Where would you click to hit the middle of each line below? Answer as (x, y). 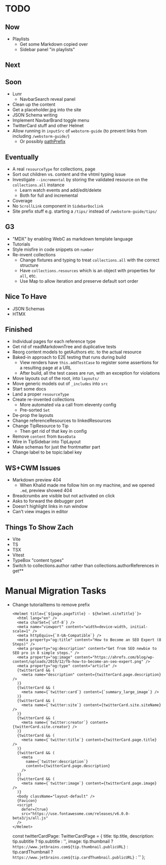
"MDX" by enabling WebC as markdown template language (72, 238)
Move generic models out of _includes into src (60, 384)
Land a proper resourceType (41, 394)
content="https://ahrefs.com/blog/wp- (114, 657)
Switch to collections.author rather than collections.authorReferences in (86, 566)
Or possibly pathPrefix (43, 142)
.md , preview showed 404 (46, 490)
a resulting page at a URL (46, 368)
